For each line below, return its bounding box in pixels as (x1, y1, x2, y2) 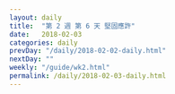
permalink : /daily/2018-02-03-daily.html (9, 72, 167, 81)
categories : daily (9, 38, 78, 47)
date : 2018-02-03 (9, 30, 83, 38)
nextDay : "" (9, 55, 54, 64)
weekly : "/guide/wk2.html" (9, 64, 110, 73)
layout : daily (9, 13, 63, 22)
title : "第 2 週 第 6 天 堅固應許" (9, 21, 136, 30)
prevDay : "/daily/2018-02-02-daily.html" (9, 47, 167, 56)
